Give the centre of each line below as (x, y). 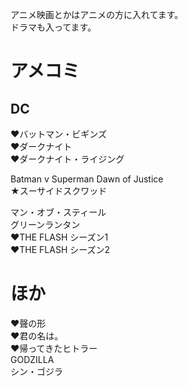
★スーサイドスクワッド (59, 191)
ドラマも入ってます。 (53, 27)
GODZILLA (32, 359)
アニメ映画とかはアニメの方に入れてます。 (97, 14)
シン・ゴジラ (36, 371)
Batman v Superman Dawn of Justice (87, 179)
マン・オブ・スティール (58, 212)
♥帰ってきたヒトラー (54, 348)
